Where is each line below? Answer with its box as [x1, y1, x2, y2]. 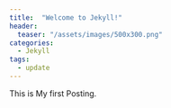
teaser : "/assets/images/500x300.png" [17, 30, 164, 39]
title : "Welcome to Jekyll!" [9, 13, 123, 22]
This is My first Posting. [9, 87, 97, 99]
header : [9, 22, 39, 31]
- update [17, 64, 50, 73]
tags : [9, 55, 30, 64]
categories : [9, 38, 54, 48]
